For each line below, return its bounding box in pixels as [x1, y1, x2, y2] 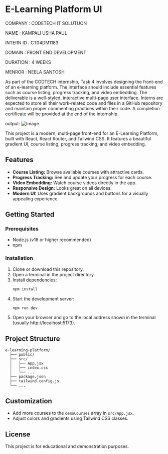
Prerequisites [5, 225, 39, 233]
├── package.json [10, 374, 46, 380]
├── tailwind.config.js [10, 379, 59, 384]
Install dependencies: [12, 277, 57, 283]
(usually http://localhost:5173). [12, 320, 75, 326]
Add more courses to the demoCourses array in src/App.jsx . [12, 410, 134, 416]
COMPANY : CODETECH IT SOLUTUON [5, 20, 87, 26]
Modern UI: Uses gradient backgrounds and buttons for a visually [12, 190, 148, 196]
